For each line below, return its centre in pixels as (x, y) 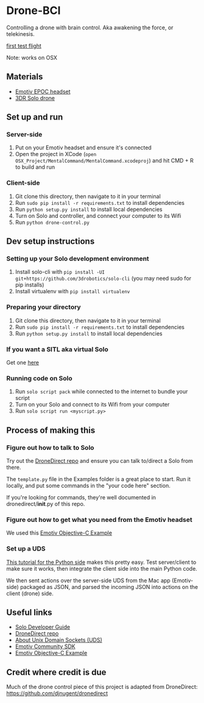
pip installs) (30, 285)
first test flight (24, 46)
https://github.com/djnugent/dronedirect (57, 693)
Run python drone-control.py (52, 222)
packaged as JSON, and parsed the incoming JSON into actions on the (109, 587)
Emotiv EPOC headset (43, 91)
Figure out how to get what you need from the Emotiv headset (100, 519)
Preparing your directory (44, 307)
